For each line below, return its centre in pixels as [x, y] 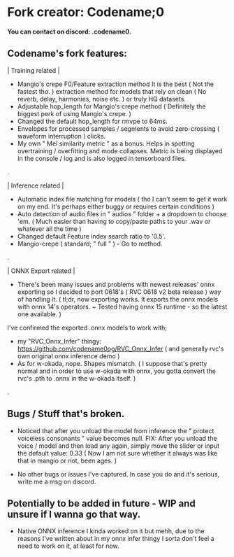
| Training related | [34, 70]
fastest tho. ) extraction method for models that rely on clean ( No [112, 91]
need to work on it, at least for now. [68, 546]
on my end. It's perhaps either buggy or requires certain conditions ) [116, 206]
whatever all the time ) [49, 229]
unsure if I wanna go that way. [74, 514]
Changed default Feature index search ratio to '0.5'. [92, 236]
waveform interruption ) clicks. [61, 136]
